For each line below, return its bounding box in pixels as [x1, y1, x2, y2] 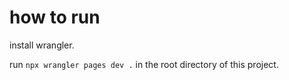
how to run [9, 6, 101, 29]
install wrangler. [9, 39, 75, 51]
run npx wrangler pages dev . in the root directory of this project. [9, 58, 279, 70]
